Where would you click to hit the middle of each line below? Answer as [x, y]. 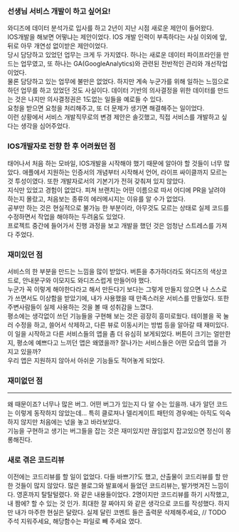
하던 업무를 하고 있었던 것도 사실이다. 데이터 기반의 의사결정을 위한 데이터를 [112, 90]
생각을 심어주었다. [45, 126]
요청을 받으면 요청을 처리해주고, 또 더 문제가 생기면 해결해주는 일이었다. [106, 108]
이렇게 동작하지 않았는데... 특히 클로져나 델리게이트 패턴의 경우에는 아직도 [116, 413]
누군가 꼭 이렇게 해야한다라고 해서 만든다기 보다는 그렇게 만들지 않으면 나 [108, 289]
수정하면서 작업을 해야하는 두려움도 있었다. [67, 217]
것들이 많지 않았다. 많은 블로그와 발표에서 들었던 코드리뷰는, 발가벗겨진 [112, 486]
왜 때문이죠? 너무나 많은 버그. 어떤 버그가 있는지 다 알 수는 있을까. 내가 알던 [111, 405]
